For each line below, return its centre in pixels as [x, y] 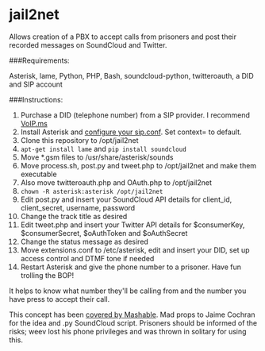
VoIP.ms [34, 123]
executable [39, 174]
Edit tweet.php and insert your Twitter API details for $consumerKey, [132, 225]
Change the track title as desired [74, 216]
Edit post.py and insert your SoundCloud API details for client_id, [126, 199]
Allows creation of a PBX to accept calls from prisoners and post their [123, 37]
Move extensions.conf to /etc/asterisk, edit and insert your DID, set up [135, 250]
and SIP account [36, 84]
